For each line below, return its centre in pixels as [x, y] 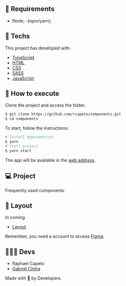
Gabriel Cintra [26, 269]
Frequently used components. [35, 190]
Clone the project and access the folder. [45, 105]
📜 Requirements [30, 9]
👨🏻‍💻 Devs [20, 252]
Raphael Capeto [28, 264]
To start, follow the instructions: [37, 128]
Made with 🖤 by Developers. [33, 278]
